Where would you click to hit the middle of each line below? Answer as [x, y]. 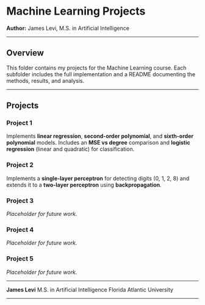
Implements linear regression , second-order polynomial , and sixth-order [100, 136]
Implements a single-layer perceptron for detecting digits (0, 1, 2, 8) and [98, 178]
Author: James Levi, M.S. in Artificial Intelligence [68, 28]
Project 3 [20, 201]
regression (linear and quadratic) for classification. [70, 149]
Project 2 [20, 165]
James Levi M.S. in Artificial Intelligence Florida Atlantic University [90, 289]
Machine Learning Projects [76, 11]
